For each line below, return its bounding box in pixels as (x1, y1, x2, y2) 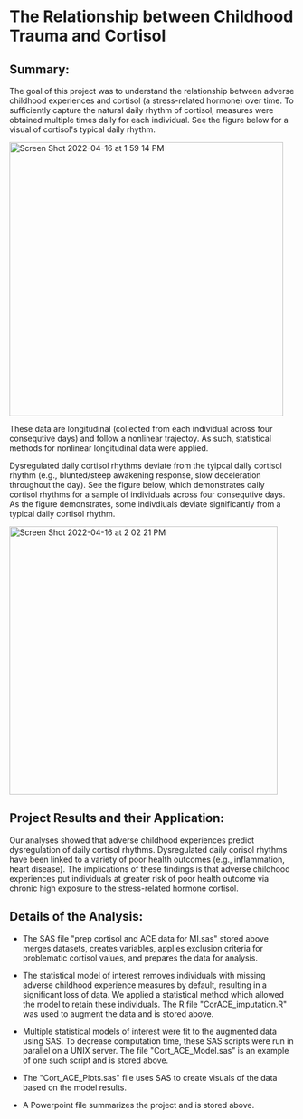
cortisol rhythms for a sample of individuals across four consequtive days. (9, 489, 286, 500)
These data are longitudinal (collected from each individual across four (9, 424, 273, 434)
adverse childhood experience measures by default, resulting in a (22, 980, 267, 990)
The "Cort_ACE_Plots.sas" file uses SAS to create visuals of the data (22, 1072, 278, 1083)
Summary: (9, 62, 70, 77)
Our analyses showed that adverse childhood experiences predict (9, 835, 255, 846)
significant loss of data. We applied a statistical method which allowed (22, 989, 285, 999)
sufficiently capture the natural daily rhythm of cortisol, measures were (9, 105, 274, 115)
